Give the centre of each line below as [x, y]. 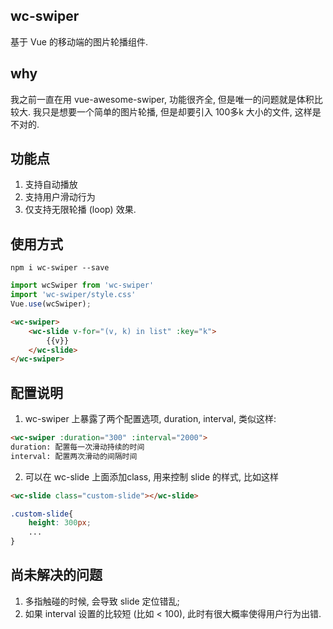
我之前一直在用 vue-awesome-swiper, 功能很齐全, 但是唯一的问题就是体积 [162, 99]
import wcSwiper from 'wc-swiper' [82, 285]
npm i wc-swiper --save [60, 268]
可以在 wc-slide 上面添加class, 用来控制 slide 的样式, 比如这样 [151, 476]
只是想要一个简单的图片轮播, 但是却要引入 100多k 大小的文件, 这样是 [181, 111]
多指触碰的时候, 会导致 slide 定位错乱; [102, 601]
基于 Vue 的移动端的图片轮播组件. [79, 41]
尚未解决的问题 [56, 575]
